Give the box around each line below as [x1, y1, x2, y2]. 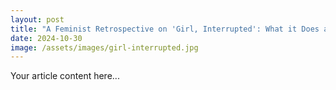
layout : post [10, 14, 65, 25]
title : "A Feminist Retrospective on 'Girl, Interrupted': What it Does [10, 24, 320, 34]
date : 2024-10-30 [10, 33, 83, 43]
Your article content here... [10, 70, 120, 82]
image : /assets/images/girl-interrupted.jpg [10, 42, 199, 53]
